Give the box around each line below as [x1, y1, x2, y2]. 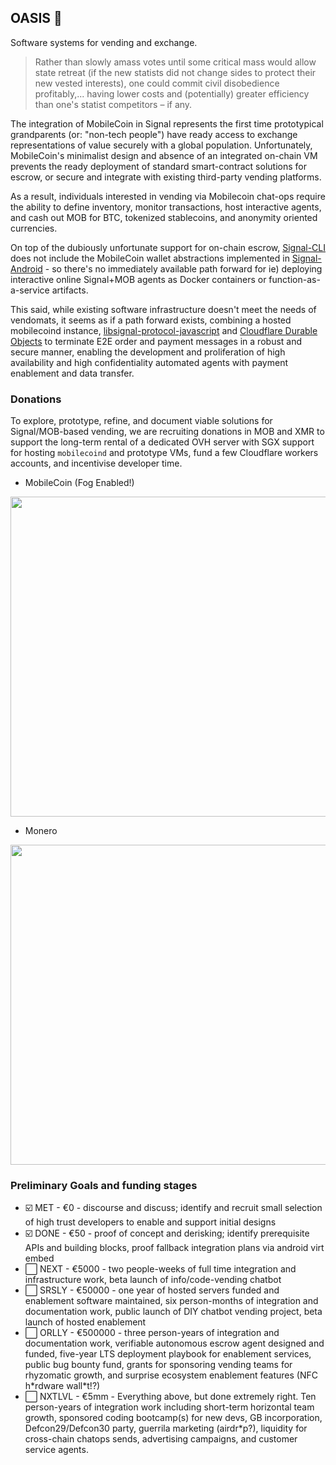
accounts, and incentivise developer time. [10, 457, 183, 470]
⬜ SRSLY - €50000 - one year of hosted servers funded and [24, 1284, 280, 1296]
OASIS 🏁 [10, 10, 63, 27]
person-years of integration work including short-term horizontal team [24, 1401, 315, 1413]
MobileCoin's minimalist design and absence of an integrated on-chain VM [10, 149, 318, 161]
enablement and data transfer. [10, 367, 135, 379]
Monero [24, 825, 58, 837]
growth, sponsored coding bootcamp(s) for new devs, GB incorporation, [24, 1412, 323, 1424]
